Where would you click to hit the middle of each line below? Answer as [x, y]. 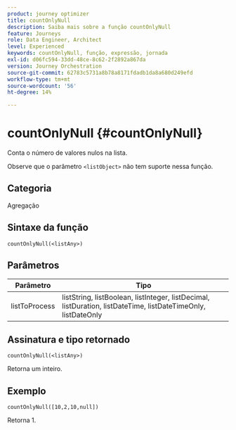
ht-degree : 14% [29, 92]
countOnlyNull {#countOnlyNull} [105, 133]
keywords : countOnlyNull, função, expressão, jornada [88, 53]
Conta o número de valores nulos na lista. [67, 153]
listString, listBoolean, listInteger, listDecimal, [136, 297]
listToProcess [33, 305]
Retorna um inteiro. [35, 369]
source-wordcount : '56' [42, 86]
